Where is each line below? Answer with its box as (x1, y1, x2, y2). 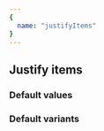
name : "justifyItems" (17, 21, 97, 30)
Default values (9, 89, 73, 101)
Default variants (9, 112, 80, 125)
